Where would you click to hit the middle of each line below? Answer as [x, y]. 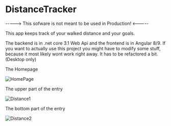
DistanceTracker [41, 9]
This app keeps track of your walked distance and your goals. [70, 33]
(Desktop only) [21, 59]
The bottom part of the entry [35, 108]
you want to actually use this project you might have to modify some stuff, [83, 48]
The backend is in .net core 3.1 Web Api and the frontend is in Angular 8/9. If [86, 43]
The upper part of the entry [34, 89]
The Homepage [22, 69]
